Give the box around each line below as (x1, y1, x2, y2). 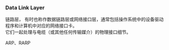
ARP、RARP (5, 40, 31, 46)
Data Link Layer (5, 4, 45, 11)
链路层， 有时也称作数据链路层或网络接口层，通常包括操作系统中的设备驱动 (5, 16, 164, 22)
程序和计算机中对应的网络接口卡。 (5, 22, 77, 29)
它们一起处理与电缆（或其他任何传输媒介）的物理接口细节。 (5, 29, 131, 35)
